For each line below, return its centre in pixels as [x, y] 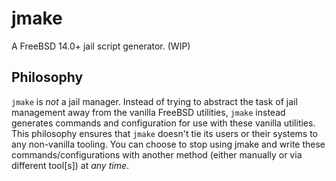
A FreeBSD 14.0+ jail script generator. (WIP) [101, 46]
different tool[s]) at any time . [70, 165]
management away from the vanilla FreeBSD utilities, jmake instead [148, 112]
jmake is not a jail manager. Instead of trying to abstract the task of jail [154, 101]
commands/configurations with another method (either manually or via [157, 154]
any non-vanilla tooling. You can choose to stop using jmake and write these [168, 144]
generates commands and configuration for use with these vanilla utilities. [163, 123]
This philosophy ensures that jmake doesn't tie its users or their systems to [164, 133]
